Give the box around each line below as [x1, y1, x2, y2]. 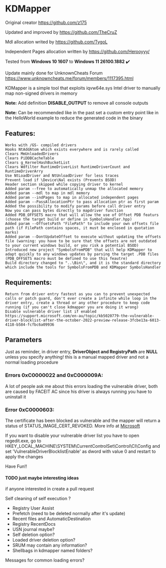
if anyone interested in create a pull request [5, 486, 94, 492]
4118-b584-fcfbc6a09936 [5, 322, 55, 327]
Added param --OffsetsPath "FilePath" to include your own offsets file [5, 221, 159, 226]
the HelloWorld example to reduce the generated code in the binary [5, 115, 143, 121]
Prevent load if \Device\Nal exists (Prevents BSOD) [5, 178, 117, 183]
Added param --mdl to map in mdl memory [5, 190, 90, 195]
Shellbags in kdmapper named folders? [12, 548, 93, 554]
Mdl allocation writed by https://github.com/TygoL [5, 38, 108, 45]
